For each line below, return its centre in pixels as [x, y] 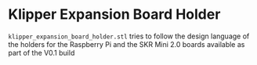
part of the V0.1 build [42, 52]
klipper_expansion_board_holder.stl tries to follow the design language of [129, 36]
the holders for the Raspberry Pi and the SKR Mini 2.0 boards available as [127, 44]
